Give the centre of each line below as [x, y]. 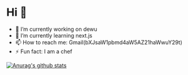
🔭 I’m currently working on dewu [56, 29]
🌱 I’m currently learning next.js [54, 35]
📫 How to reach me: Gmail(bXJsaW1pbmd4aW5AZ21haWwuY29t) [99, 42]
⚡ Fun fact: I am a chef [43, 51]
